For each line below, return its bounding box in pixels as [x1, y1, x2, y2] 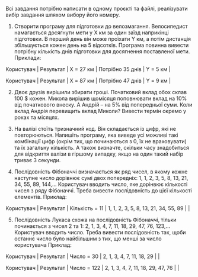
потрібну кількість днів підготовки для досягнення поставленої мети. [14, 48, 190, 55]
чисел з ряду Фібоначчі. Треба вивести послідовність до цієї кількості [14, 187, 192, 194]
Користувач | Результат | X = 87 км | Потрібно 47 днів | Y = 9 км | [5, 77, 171, 84]
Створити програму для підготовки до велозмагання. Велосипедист [14, 23, 188, 30]
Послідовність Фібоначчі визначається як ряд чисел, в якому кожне [14, 168, 188, 175]
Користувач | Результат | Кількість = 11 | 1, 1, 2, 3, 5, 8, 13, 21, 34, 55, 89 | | [5, 205, 190, 212]
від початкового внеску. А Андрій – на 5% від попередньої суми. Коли [14, 101, 193, 108]
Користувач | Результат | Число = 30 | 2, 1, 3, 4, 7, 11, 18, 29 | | [5, 253, 160, 260]
